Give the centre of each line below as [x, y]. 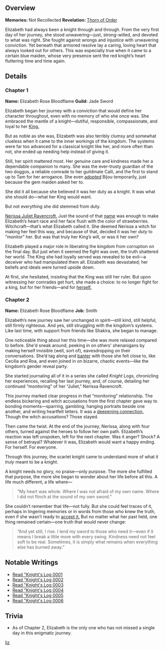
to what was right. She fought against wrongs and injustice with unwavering [82, 40]
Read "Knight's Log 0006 [38, 600]
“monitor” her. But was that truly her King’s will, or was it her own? [72, 237]
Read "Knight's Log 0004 [38, 590]
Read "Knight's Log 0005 [38, 595]
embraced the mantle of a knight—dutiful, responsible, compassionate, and [81, 121]
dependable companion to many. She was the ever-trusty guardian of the [79, 166]
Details [16, 77]
